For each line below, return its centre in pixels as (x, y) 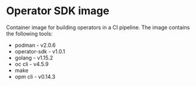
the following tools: (29, 33)
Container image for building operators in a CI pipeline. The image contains (98, 27)
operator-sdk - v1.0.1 (40, 51)
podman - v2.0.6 (35, 45)
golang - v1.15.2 (34, 58)
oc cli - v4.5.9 (32, 64)
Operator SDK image (58, 11)
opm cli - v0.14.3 (35, 77)
